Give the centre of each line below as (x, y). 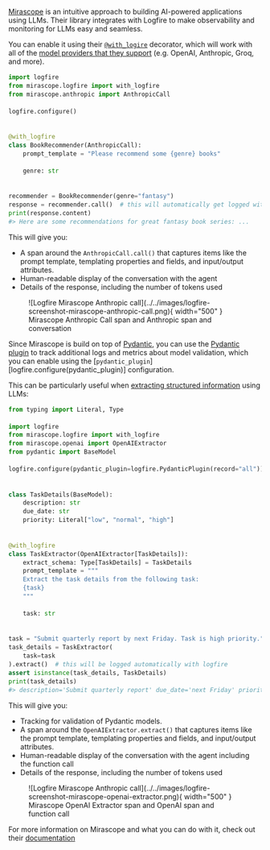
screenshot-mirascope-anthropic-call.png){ (101, 311)
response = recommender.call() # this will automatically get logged (129, 205)
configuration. (151, 369)
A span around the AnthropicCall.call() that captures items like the (133, 252)
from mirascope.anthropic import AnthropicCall (90, 94)
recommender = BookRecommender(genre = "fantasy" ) (91, 197)
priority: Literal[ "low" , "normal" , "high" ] (98, 520)
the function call (47, 764)
